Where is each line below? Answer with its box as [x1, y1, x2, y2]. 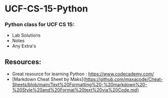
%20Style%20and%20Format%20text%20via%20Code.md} [12, 87, 139, 93]
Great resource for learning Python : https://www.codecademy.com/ [12, 71, 154, 77]
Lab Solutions [12, 32, 41, 38]
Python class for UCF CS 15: [5, 21, 75, 28]
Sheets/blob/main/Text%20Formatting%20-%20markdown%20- [12, 81, 147, 88]
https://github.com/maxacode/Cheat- [85, 76, 163, 82]
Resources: [5, 57, 41, 66]
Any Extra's [12, 43, 36, 49]
